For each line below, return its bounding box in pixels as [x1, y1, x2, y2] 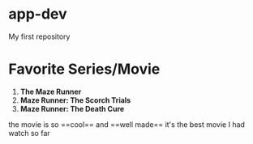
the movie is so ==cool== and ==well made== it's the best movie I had [8, 119, 246, 129]
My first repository [8, 32, 71, 41]
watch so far [8, 128, 50, 138]
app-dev [8, 5, 67, 23]
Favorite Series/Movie [8, 60, 161, 78]
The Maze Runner [19, 87, 82, 96]
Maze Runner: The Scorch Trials [19, 95, 131, 105]
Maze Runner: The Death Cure [19, 104, 125, 113]
